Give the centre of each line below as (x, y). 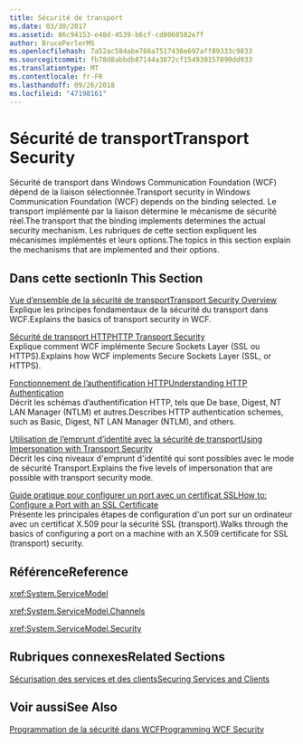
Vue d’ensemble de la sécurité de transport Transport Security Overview (143, 300)
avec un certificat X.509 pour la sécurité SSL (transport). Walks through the (149, 524)
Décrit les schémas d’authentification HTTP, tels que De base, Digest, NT (146, 403)
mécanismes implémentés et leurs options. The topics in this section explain (150, 240)
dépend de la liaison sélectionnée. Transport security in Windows (130, 192)
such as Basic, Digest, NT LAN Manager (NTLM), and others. (123, 422)
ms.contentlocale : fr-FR (56, 77)
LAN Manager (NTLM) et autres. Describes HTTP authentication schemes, (147, 412)
